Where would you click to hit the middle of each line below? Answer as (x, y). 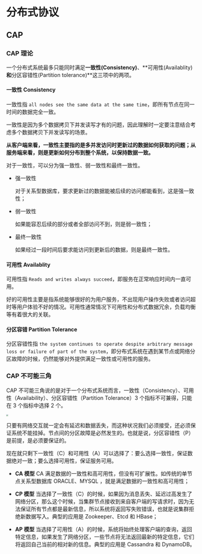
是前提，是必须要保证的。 (38, 441)
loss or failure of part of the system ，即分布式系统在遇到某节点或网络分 (101, 351)
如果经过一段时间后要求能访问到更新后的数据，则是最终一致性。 (94, 250)
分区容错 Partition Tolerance (42, 329)
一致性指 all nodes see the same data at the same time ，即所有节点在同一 (100, 104)
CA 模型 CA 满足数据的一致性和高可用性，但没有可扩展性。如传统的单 (101, 474)
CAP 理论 (20, 53)
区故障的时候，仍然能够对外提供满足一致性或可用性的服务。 (80, 359)
